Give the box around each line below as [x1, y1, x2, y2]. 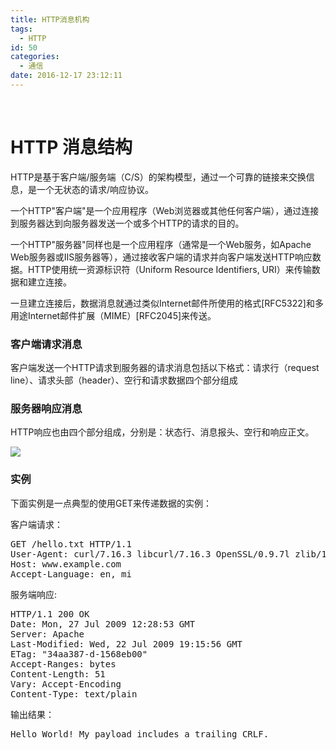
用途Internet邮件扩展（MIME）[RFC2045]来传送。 [10, 309, 217, 321]
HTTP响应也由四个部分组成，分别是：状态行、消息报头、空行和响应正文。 [10, 426, 315, 438]
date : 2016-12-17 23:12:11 [10, 71, 123, 81]
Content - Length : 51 [10, 668, 106, 680]
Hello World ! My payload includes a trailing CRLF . [10, 728, 270, 740]
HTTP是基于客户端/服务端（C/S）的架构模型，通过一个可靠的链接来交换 [10, 171, 307, 183]
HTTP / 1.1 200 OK [10, 608, 90, 620]
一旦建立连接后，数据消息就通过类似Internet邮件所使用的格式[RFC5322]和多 [10, 297, 324, 309]
